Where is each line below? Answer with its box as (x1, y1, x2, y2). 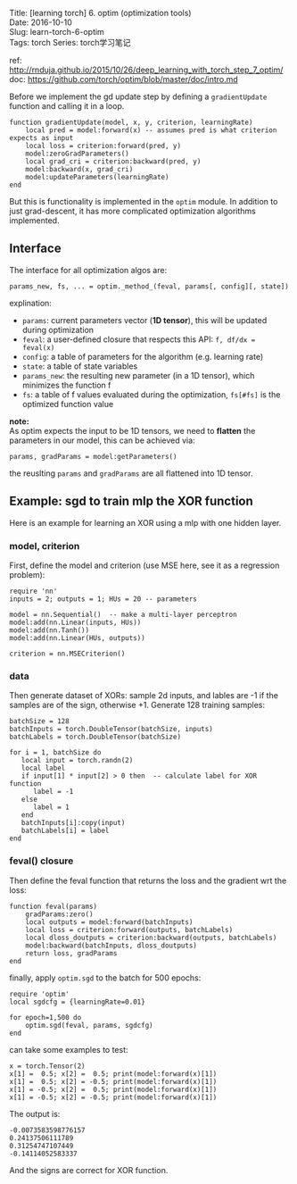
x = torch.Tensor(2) (9, 1062, 87, 1071)
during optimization (21, 324, 95, 335)
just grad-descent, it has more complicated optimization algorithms (9, 205, 257, 216)
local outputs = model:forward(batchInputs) (25, 917, 194, 927)
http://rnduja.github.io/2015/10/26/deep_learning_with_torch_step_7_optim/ (9, 64, 284, 75)
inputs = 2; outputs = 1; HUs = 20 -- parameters (9, 594, 198, 604)
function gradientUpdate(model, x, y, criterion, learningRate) (9, 118, 253, 127)
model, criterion (9, 539, 80, 552)
